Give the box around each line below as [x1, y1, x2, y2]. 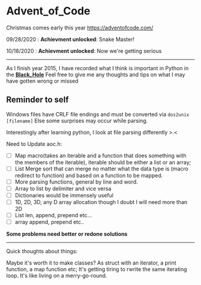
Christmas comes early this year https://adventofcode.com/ [6, 24, 154, 31]
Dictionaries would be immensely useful [14, 192, 114, 199]
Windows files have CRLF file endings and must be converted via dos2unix [6, 110, 190, 118]
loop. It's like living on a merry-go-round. [6, 272, 108, 280]
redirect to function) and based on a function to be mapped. [14, 172, 163, 179]
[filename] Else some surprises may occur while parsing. [6, 117, 148, 124]
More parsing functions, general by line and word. [14, 178, 138, 185]
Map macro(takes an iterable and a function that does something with [14, 152, 187, 159]
